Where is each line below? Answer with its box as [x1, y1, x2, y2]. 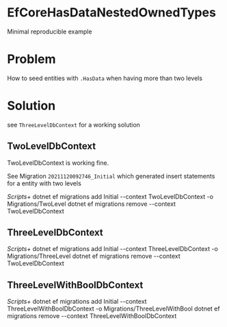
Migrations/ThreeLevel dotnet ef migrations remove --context [7, 252, 181, 261]
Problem [7, 51, 56, 67]
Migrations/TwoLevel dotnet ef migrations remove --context [7, 200, 176, 208]
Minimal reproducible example [7, 27, 92, 36]
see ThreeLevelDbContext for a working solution [7, 120, 140, 129]
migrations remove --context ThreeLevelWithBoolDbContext [7, 312, 177, 320]
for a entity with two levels [7, 179, 82, 187]
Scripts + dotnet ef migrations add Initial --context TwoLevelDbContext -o [7, 192, 214, 200]
